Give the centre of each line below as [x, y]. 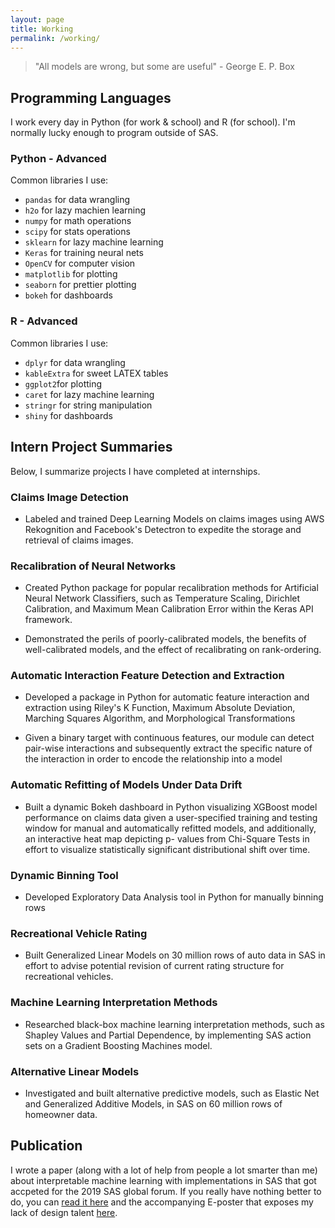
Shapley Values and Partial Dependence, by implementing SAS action [168, 1035]
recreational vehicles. [69, 977]
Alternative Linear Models [75, 1071]
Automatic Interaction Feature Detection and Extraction [147, 676]
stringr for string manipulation [88, 405]
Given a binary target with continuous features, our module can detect [169, 738]
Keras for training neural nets [84, 253]
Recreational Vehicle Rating [79, 933]
